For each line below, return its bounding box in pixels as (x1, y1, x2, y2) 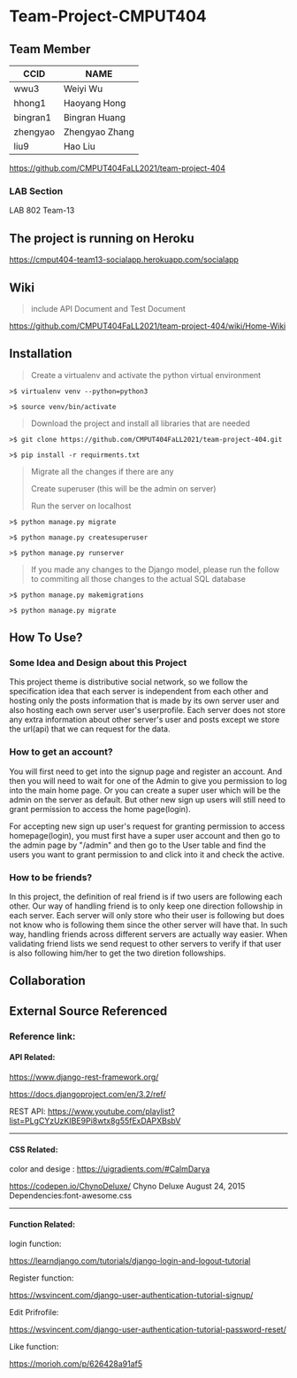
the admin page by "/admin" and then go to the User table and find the (9, 840, 267, 850)
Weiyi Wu (63, 82, 103, 95)
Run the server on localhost (30, 500, 132, 511)
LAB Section (9, 184, 64, 197)
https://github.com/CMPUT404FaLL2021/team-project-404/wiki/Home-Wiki (9, 321, 286, 331)
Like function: (9, 1342, 59, 1352)
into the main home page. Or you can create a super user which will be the (9, 785, 281, 795)
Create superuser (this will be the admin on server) (30, 483, 217, 493)
